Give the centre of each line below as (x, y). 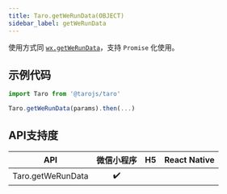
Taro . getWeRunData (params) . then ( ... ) (72, 109)
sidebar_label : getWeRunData (57, 23)
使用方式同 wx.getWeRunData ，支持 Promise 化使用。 (94, 47)
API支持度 (34, 136)
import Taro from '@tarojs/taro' (65, 94)
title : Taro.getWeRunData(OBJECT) (67, 16)
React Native (190, 159)
